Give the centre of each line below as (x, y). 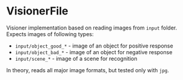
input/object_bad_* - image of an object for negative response (94, 52)
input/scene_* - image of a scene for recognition (76, 58)
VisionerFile (37, 11)
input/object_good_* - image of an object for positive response (94, 46)
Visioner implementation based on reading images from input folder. (92, 28)
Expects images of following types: (50, 34)
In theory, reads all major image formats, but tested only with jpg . (88, 70)
